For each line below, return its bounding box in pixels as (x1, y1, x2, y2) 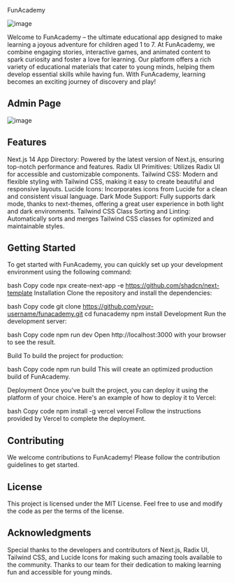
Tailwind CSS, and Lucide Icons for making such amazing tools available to (7, 553, 223, 561)
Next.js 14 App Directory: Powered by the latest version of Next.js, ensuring (7, 155, 225, 163)
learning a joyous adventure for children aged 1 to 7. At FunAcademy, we (7, 40, 215, 48)
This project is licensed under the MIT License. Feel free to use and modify (7, 499, 223, 508)
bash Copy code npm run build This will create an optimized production (7, 365, 213, 374)
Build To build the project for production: (7, 352, 124, 360)
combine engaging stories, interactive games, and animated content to (7, 48, 211, 56)
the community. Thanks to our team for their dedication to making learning (7, 560, 221, 568)
